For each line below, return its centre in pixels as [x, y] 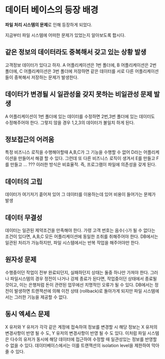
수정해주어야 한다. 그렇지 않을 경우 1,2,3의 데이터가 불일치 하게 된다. [70, 122]
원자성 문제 [21, 260]
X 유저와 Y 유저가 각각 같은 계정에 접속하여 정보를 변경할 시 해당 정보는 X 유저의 [81, 327]
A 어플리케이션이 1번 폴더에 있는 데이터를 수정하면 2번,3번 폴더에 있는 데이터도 [80, 116]
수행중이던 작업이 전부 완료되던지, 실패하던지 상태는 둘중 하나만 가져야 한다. [77, 272]
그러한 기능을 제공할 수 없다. [41, 297]
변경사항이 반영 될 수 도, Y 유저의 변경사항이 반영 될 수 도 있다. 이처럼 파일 [76, 333]
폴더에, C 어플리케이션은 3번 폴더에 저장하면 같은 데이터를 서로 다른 [69, 71]
